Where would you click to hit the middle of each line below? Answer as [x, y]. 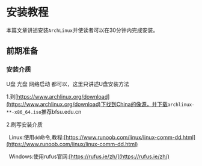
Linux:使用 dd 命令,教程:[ [37, 137]
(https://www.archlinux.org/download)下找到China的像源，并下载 [87, 104]
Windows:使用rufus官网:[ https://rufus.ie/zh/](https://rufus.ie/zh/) [89, 156]
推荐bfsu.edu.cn [61, 111]
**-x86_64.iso [24, 112]
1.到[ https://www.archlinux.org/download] [58, 96]
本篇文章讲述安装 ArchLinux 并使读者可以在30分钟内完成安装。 [82, 30]
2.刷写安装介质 [25, 124]
